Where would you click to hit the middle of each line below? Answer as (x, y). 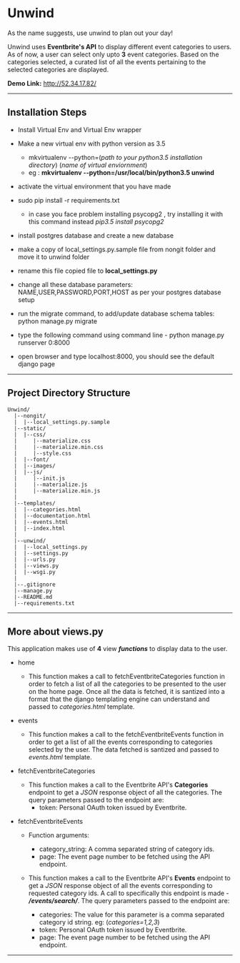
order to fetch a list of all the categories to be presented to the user (127, 684)
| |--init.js (40, 478)
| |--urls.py (35, 559)
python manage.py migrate (57, 321)
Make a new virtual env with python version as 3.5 (91, 143)
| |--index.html (40, 528)
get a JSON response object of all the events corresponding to (120, 886)
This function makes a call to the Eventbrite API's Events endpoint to (129, 878)
